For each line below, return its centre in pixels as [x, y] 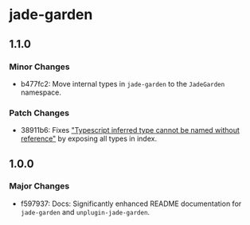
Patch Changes [39, 113]
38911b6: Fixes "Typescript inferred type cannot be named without [130, 130]
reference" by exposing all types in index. [89, 139]
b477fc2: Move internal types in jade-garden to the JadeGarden [123, 83]
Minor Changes [39, 67]
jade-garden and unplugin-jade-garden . [85, 211]
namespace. [41, 92]
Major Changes [39, 186]
